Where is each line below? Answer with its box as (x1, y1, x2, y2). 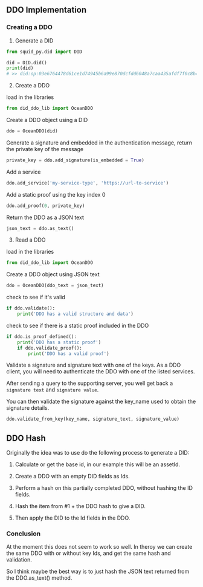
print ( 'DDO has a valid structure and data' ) (17, 311, 134, 317)
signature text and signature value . (6, 386, 99, 393)
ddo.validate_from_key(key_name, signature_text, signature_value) (6, 416, 180, 422)
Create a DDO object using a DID (6, 117, 88, 124)
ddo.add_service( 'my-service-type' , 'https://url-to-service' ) (6, 180, 169, 186)
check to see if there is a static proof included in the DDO (6, 322, 149, 329)
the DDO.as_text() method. (6, 574, 72, 582)
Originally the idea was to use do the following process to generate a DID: (6, 449, 190, 456)
